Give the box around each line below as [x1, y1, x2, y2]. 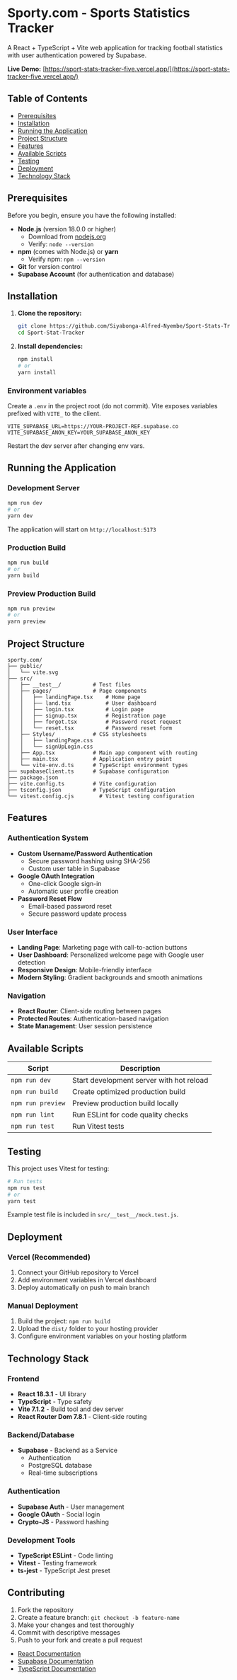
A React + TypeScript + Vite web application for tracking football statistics [7, 43, 223, 52]
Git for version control [17, 262, 83, 270]
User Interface [7, 927, 58, 937]
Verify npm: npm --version [28, 255, 105, 263]
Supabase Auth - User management [17, 1502, 125, 1511]
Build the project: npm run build [17, 1317, 111, 1325]
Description [120, 1064, 161, 1074]
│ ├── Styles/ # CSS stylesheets [7, 731, 147, 738]
